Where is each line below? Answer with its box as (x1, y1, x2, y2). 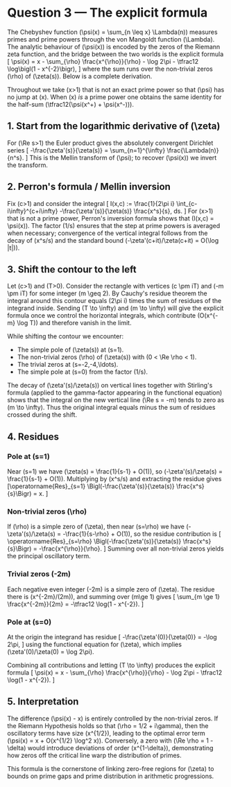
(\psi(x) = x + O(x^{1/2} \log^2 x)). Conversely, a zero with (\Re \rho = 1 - (7, 736, 214, 745)
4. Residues (7, 431, 59, 442)
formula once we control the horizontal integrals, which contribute (7, 311, 196, 320)
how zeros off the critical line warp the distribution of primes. (7, 751, 182, 759)
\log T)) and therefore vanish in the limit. (17, 319, 132, 327)
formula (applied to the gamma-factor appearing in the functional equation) (7, 388, 223, 397)
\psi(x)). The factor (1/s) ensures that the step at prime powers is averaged (7, 221, 221, 230)
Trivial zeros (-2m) (7, 569, 71, 579)
